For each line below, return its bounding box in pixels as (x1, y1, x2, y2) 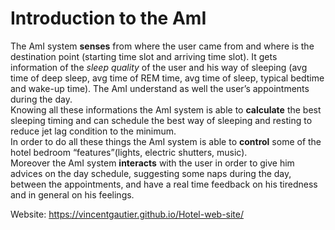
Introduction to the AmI (10, 7, 207, 30)
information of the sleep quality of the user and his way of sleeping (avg (10, 61, 308, 73)
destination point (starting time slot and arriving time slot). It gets (10, 50, 278, 62)
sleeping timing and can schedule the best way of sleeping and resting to (10, 114, 313, 126)
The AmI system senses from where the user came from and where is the (10, 40, 315, 52)
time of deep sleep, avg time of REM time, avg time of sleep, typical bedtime (10, 72, 325, 84)
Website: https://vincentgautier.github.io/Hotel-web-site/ (10, 208, 244, 220)
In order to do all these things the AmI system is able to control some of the (10, 135, 322, 147)
